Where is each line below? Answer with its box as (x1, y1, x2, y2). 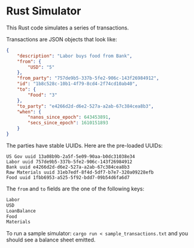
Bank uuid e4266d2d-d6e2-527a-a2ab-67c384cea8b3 (6, 164, 130, 170)
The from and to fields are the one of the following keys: (6, 185, 145, 192)
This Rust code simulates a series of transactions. (6, 24, 129, 31)
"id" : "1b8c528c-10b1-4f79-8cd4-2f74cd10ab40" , (17, 81, 138, 87)
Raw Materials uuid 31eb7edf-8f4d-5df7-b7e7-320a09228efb (6, 169, 154, 175)
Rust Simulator (6, 4, 81, 18)
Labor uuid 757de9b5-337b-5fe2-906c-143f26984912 (6, 159, 133, 165)
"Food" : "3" (28, 92, 58, 98)
